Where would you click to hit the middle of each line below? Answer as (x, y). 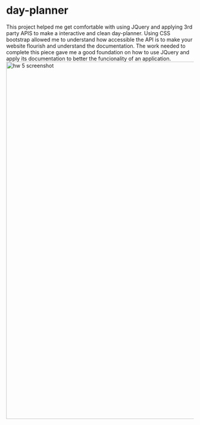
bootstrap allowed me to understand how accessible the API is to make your (99, 39)
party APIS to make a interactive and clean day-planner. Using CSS (88, 33)
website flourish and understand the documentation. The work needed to (96, 46)
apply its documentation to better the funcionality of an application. (89, 58)
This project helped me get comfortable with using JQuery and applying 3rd (99, 27)
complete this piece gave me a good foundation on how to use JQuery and (98, 52)
